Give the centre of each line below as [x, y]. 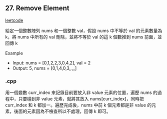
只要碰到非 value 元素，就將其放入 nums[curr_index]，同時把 [81, 99]
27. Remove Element [37, 8]
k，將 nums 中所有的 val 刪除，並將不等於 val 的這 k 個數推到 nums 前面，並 [84, 36]
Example [14, 53]
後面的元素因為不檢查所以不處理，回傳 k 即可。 [62, 111]
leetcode [14, 20]
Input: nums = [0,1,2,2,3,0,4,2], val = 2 [51, 62]
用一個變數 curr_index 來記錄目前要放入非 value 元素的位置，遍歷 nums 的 [81, 92]
